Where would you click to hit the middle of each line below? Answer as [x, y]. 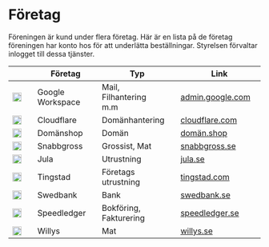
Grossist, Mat [126, 145]
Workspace [59, 102]
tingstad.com [205, 177]
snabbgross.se [208, 145]
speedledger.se [209, 213]
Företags [118, 172]
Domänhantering [133, 120]
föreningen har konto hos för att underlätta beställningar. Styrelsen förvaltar [133, 45]
